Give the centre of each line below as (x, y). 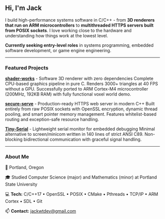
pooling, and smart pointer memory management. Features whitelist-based (81, 114)
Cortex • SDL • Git (24, 201)
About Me (17, 157)
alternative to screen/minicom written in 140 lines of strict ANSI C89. (74, 134)
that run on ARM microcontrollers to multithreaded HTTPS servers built (79, 25)
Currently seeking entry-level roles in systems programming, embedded (79, 45)
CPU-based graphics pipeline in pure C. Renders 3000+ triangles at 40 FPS (82, 84)
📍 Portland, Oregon (25, 167)
